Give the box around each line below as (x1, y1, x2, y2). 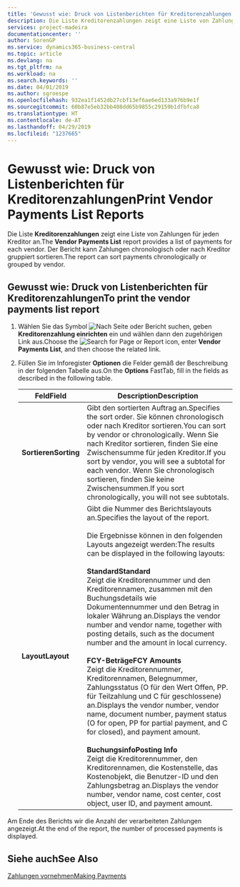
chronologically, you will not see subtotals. (86, 492, 229, 502)
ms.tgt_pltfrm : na (7, 64, 62, 71)
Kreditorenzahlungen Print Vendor (7, 191, 213, 207)
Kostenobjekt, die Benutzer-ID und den (86, 772, 219, 782)
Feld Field (34, 391, 67, 401)
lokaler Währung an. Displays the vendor (86, 611, 221, 621)
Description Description (117, 391, 199, 401)
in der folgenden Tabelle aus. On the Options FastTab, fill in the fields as (17, 366, 229, 375)
